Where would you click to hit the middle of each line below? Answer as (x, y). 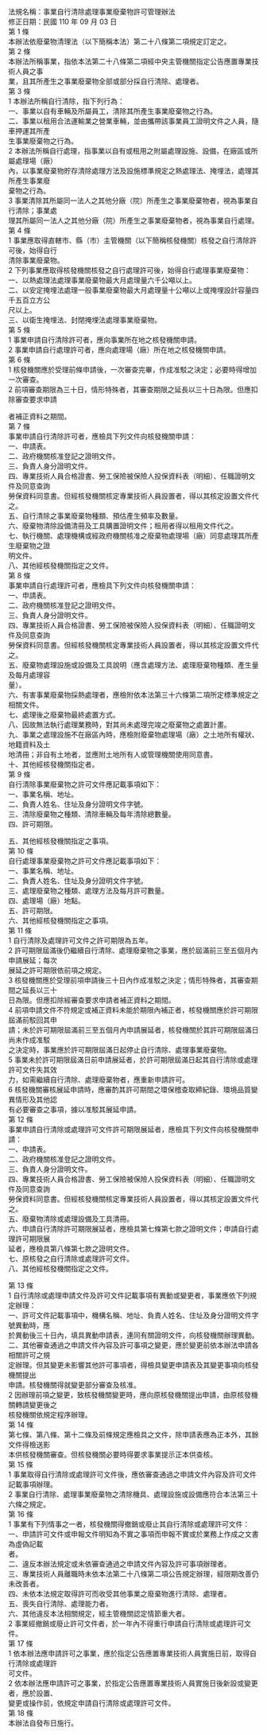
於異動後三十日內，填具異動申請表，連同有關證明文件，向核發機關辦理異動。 (133, 1335)
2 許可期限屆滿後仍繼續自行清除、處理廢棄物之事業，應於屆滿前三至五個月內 (133, 950)
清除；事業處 (36, 210)
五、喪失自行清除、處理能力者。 (60, 1604)
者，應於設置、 (33, 1693)
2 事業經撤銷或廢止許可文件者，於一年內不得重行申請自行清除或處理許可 (126, 1624)
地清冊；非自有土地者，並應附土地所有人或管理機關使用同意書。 (112, 755)
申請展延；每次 (33, 960)
